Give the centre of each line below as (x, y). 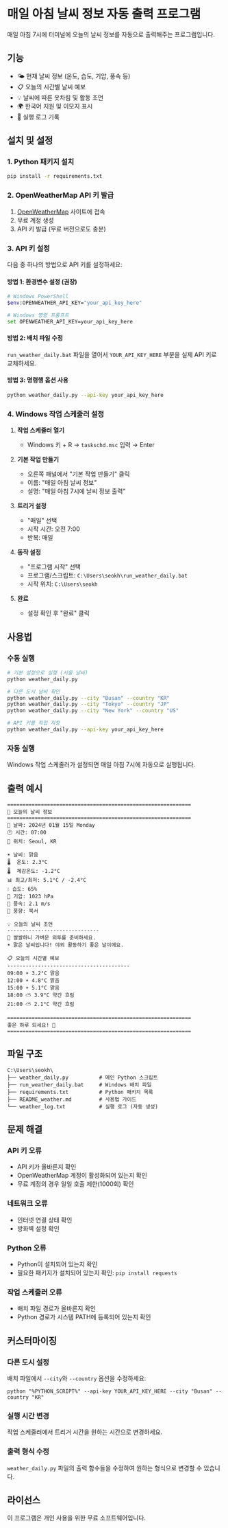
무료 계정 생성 (35, 220)
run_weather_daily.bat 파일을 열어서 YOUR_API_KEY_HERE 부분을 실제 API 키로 (112, 354)
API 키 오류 (25, 1151)
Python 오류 (27, 1248)
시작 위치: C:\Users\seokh (62, 584)
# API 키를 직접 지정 (34, 723)
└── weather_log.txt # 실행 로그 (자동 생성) (83, 1106)
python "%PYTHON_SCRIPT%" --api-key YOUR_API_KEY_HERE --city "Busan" (110, 1391)
